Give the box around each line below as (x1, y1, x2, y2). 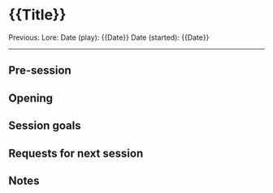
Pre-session (8, 63, 71, 78)
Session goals (8, 119, 81, 133)
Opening (8, 91, 54, 105)
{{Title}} (8, 6, 67, 24)
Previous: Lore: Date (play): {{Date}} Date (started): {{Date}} (8, 32, 210, 42)
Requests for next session (8, 146, 144, 160)
